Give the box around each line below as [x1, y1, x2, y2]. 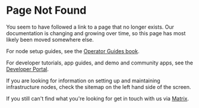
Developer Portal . [6, 65, 49, 72]
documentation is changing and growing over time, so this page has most [6, 29, 186, 36]
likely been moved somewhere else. [6, 36, 94, 43]
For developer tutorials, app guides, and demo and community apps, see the [6, 59, 193, 66]
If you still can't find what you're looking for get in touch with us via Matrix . [6, 95, 189, 102]
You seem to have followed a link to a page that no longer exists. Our [6, 23, 174, 30]
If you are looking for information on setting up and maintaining [6, 77, 160, 84]
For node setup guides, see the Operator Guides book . [6, 47, 140, 54]
